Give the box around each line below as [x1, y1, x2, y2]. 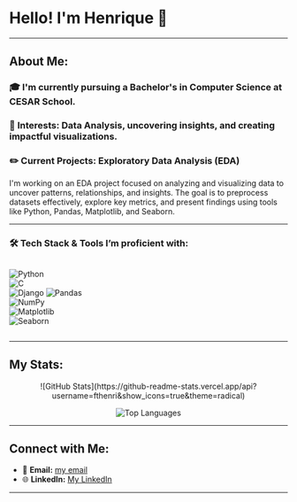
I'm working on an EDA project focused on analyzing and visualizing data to [9, 178, 285, 189]
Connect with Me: [9, 441, 110, 456]
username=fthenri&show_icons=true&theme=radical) [51, 390, 246, 401]
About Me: [9, 54, 69, 69]
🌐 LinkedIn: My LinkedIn [21, 474, 112, 485]
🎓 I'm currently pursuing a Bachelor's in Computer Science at [9, 81, 283, 94]
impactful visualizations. [9, 130, 118, 143]
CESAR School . [9, 96, 76, 108]
